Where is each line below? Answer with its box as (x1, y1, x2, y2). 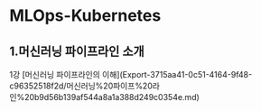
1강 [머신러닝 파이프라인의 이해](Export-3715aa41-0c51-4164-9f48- (9, 69, 253, 79)
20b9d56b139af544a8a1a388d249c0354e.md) (23, 92, 200, 102)
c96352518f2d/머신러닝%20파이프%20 (9, 80, 154, 91)
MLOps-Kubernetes (9, 5, 162, 26)
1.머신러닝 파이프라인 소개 (9, 43, 144, 59)
